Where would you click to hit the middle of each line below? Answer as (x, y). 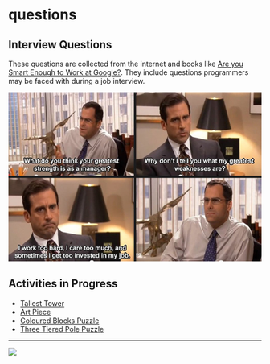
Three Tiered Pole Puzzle (62, 329)
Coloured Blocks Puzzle (59, 321)
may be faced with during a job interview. (77, 81)
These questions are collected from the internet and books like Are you (126, 64)
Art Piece (35, 312)
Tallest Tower (42, 303)
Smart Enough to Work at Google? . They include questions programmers (129, 72)
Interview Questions (60, 45)
